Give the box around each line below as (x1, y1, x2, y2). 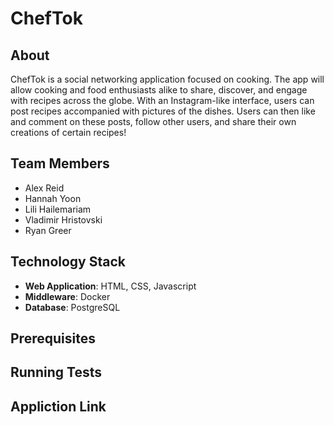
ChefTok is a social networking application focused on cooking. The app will (10, 73, 325, 85)
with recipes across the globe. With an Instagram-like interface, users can (10, 95, 315, 106)
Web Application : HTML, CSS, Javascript (24, 280, 197, 292)
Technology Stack (10, 253, 126, 271)
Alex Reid (24, 182, 65, 194)
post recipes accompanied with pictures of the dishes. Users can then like (10, 105, 316, 117)
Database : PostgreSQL (24, 301, 121, 313)
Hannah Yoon (24, 192, 82, 204)
